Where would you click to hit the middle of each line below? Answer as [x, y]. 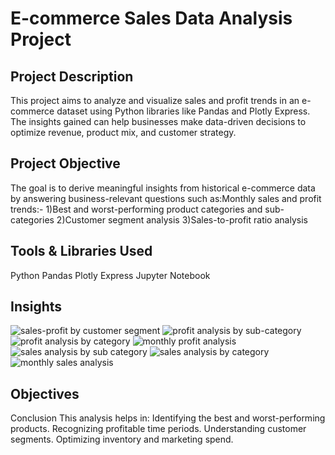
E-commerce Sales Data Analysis [151, 18]
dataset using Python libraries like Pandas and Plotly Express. [183, 111]
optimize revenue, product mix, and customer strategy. [123, 132]
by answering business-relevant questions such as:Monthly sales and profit [166, 198]
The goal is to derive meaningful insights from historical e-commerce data [163, 188]
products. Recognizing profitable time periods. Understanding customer [158, 429]
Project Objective [65, 163]
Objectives [45, 393]
